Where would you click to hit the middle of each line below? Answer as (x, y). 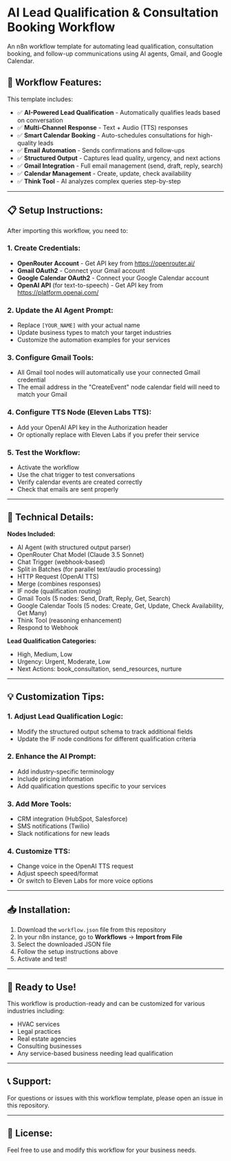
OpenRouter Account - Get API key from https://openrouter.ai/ (106, 263)
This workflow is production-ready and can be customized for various (106, 1004)
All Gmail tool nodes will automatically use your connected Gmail (109, 373)
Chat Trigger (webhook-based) (61, 562)
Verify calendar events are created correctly (80, 482)
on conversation (40, 120)
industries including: (36, 1011)
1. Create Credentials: (44, 248)
